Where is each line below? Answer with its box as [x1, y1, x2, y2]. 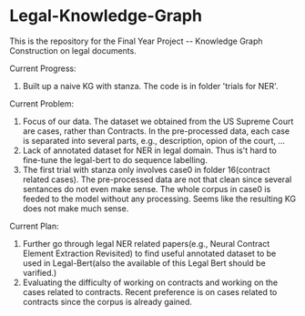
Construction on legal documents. [9, 45, 137, 56]
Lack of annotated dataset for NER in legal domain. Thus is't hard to [22, 145, 278, 156]
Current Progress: [9, 63, 76, 74]
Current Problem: [9, 97, 75, 109]
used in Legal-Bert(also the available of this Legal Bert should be [22, 257, 266, 269]
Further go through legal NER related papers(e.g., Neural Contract [22, 238, 270, 249]
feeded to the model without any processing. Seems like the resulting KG [22, 193, 297, 204]
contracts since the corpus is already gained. [22, 296, 193, 307]
